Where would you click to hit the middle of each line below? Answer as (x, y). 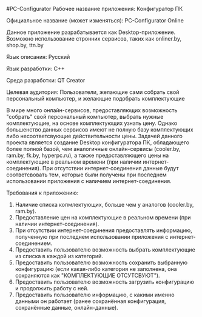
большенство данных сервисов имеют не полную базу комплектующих (100, 129)
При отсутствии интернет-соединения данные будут (110, 168)
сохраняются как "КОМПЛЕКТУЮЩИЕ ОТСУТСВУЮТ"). (87, 275)
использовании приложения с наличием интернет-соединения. (89, 181)
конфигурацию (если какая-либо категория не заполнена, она (96, 269)
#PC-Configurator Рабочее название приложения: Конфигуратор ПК (95, 9)
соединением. (34, 243)
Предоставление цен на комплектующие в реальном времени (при (103, 217)
